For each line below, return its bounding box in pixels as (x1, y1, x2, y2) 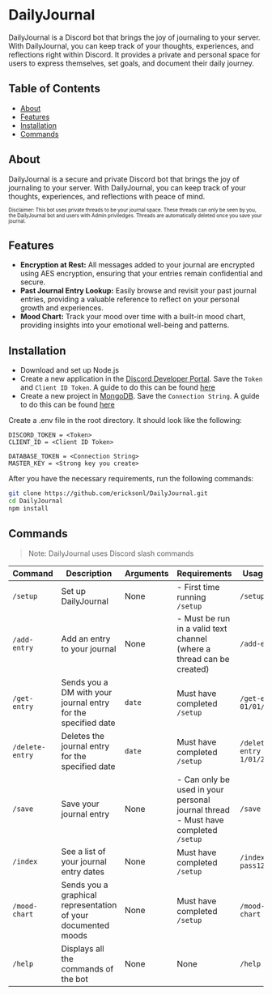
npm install (8, 504, 49, 512)
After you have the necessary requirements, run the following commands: (8, 474, 254, 484)
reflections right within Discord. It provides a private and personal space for (8, 49, 261, 59)
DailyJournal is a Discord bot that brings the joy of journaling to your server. (8, 32, 261, 42)
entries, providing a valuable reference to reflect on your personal (19, 294, 240, 305)
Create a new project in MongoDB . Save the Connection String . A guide (19, 391, 260, 401)
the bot (61, 973, 89, 984)
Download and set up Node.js (19, 365, 120, 375)
